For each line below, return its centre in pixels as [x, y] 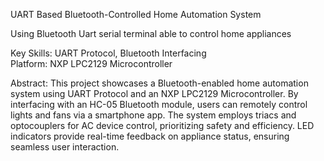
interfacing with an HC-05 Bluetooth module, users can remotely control [159, 104]
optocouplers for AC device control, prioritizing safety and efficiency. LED [162, 125]
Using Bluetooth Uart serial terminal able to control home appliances [151, 33]
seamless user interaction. [65, 147]
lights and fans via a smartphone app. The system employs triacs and [153, 115]
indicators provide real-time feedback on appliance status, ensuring [150, 136]
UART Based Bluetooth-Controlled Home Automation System [136, 14]
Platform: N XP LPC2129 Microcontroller [91, 63]
